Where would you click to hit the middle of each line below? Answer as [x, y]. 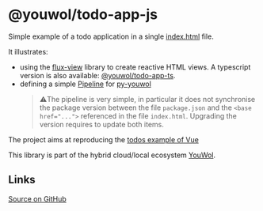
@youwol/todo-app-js [83, 15]
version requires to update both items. [102, 124]
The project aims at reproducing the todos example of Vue [104, 139]
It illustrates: [29, 51]
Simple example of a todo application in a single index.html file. [111, 36]
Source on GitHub [38, 198]
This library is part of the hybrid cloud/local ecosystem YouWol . [112, 155]
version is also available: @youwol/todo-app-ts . [97, 75]
